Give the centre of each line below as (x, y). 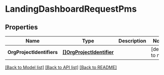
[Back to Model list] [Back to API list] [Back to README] (61, 67)
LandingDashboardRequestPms (71, 9)
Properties (21, 27)
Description (132, 41)
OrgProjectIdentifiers (33, 52)
